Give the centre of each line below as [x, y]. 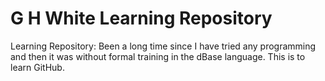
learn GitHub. [37, 67]
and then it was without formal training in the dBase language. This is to [158, 56]
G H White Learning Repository [141, 18]
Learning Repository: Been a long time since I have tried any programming [163, 46]
